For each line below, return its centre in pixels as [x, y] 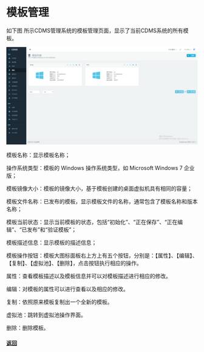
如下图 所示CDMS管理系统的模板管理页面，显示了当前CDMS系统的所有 [95, 30]
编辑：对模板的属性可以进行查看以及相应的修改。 [67, 289]
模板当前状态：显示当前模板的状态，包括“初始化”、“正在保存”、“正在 [92, 222]
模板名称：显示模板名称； [38, 155]
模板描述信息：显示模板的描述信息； [52, 243]
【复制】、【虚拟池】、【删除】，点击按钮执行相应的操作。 [74, 263]
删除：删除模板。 [28, 328]
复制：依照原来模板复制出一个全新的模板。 [59, 302]
